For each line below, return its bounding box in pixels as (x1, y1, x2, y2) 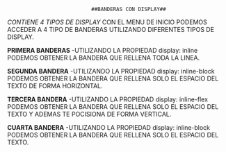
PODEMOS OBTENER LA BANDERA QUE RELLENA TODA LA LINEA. (7, 53, 200, 62)
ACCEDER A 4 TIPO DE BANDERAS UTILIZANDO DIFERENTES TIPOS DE (7, 26, 214, 33)
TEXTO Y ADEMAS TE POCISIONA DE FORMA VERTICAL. (7, 110, 172, 118)
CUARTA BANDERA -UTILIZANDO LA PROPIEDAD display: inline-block (7, 124, 211, 131)
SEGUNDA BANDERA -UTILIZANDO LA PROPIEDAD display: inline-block (7, 67, 215, 75)
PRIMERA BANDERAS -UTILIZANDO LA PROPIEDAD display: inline (7, 47, 198, 54)
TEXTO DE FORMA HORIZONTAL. (7, 82, 103, 90)
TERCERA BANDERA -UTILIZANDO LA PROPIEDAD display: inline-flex (7, 95, 209, 103)
